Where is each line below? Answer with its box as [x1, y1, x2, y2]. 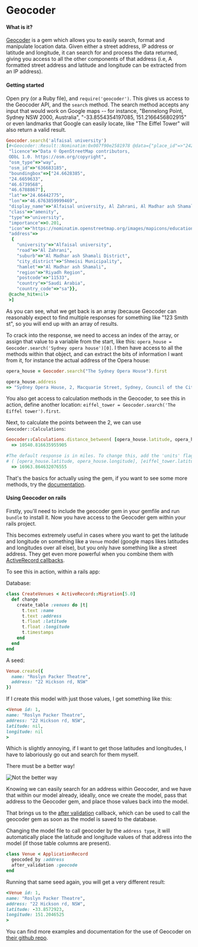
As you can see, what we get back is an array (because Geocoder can [6, 307, 177, 314]
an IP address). [6, 68, 43, 75]
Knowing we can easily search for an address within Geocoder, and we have [6, 786, 192, 793]
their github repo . [6, 935, 48, 942]
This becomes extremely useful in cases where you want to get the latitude [6, 531, 189, 539]
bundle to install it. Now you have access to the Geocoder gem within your [6, 514, 186, 521]
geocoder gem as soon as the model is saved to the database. [6, 816, 157, 823]
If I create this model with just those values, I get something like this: [6, 695, 172, 702]
